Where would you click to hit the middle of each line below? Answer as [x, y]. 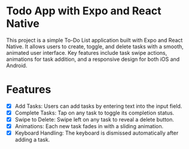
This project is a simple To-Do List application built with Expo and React [94, 40]
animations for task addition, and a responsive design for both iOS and [93, 59]
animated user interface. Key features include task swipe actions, [87, 52]
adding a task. [32, 140]
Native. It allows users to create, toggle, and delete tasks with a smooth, [95, 46]
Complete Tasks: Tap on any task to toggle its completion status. [94, 113]
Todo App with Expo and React [84, 11]
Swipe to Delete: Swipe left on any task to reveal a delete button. [94, 119]
